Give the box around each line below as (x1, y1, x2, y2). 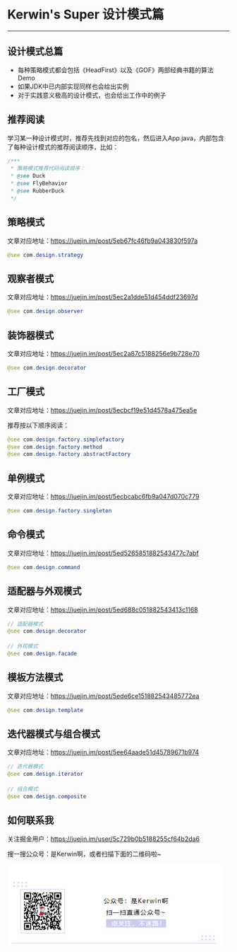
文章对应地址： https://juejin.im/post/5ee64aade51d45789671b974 (7, 748, 200, 757)
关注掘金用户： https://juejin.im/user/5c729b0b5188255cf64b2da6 (7, 835, 200, 843)
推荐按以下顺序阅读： (7, 420, 69, 429)
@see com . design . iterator (7, 771, 83, 778)
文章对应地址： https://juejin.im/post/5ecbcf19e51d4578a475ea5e (7, 406, 197, 414)
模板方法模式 (7, 672, 63, 684)
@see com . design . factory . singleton (7, 507, 112, 515)
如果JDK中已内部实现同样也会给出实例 (17, 82, 129, 91)
